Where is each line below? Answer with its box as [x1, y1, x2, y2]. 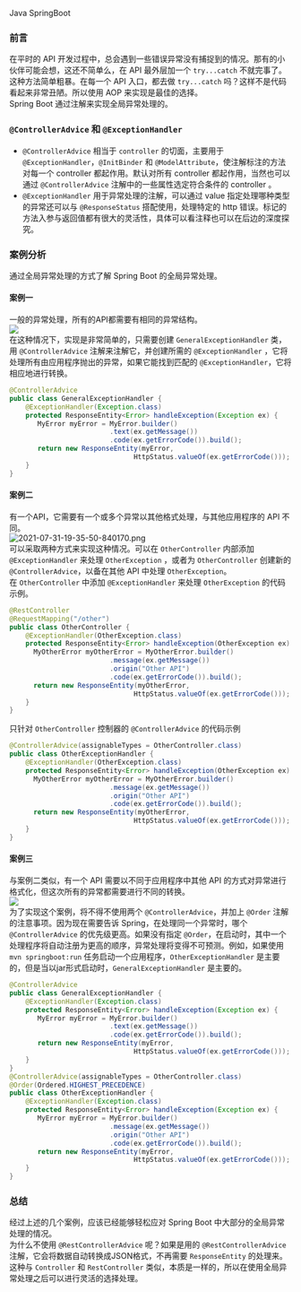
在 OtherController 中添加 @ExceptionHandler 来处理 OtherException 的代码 [9, 577, 286, 587]
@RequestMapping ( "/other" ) [9, 614, 110, 623]
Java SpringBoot [9, 8, 71, 18]
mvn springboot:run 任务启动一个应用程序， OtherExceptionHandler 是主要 [9, 951, 280, 962]
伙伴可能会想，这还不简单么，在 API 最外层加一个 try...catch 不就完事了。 [9, 65, 287, 75]
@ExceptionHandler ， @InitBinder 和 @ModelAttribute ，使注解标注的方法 [21, 156, 287, 167]
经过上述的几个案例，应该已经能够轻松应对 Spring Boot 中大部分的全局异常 [9, 1217, 285, 1227]
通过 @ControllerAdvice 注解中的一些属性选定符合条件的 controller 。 [21, 178, 277, 189]
